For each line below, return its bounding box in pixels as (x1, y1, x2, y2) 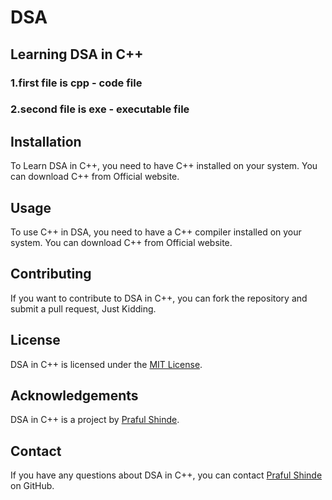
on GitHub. (10, 480, 55, 492)
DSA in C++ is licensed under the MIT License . (10, 358, 203, 370)
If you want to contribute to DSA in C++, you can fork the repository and (10, 292, 308, 304)
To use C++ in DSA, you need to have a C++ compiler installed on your (10, 226, 302, 238)
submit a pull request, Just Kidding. (10, 302, 157, 315)
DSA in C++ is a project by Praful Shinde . (10, 414, 180, 426)
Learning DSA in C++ (10, 46, 144, 63)
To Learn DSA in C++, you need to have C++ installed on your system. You (10, 160, 318, 172)
